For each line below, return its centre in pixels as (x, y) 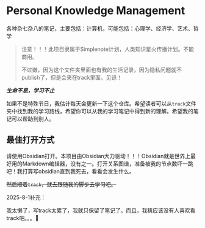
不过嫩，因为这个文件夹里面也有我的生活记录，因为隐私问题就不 (101, 70)
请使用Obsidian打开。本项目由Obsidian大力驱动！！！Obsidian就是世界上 (99, 156)
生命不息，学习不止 (31, 90)
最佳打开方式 (31, 140)
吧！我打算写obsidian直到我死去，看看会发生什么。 (70, 171)
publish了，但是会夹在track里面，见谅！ (72, 77)
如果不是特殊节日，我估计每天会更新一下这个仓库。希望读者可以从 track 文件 (101, 103)
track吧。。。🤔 (23, 218)
